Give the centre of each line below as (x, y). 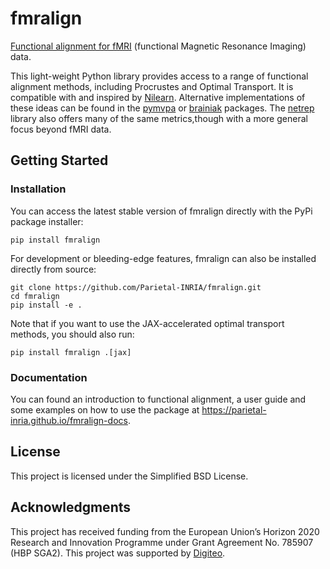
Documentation (49, 377)
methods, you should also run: (72, 334)
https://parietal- (234, 409)
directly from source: (53, 269)
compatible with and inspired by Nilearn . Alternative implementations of (158, 97)
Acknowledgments (71, 507)
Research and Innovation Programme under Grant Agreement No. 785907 (162, 542)
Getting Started (59, 160)
